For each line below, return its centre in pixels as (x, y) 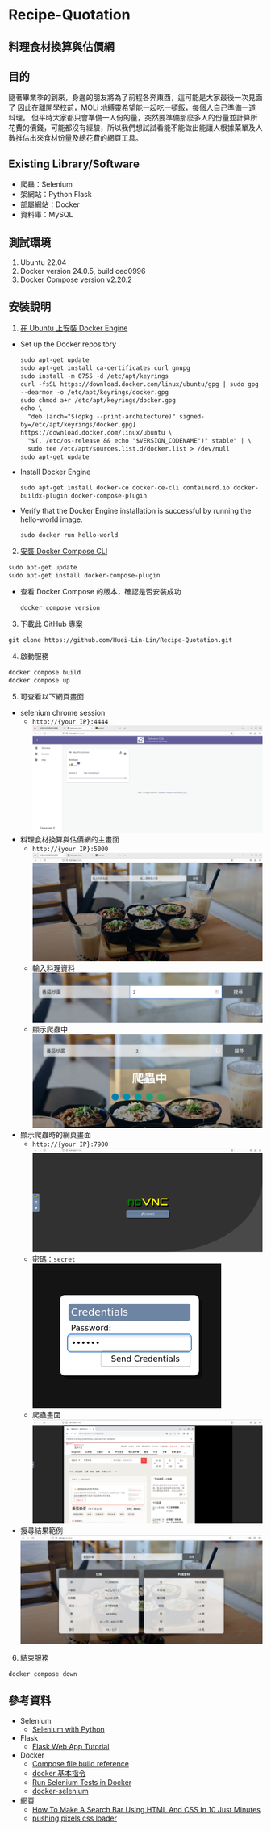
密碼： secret (54, 1258)
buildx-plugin (44, 496)
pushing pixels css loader (74, 1818)
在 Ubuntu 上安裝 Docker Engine (74, 328)
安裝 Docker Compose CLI (64, 551)
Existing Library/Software (74, 164)
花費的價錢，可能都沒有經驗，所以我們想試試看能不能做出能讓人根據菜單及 (132, 128)
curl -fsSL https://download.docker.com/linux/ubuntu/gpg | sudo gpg (140, 384)
